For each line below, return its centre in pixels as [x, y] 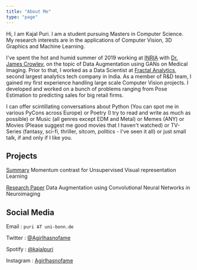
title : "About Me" [29, 11]
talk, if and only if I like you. [39, 137]
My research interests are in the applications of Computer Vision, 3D [89, 40]
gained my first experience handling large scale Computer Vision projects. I [97, 82]
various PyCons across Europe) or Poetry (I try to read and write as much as [98, 113]
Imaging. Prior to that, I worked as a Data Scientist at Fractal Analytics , [91, 70]
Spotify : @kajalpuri [30, 249]
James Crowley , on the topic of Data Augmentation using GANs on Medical [97, 64]
